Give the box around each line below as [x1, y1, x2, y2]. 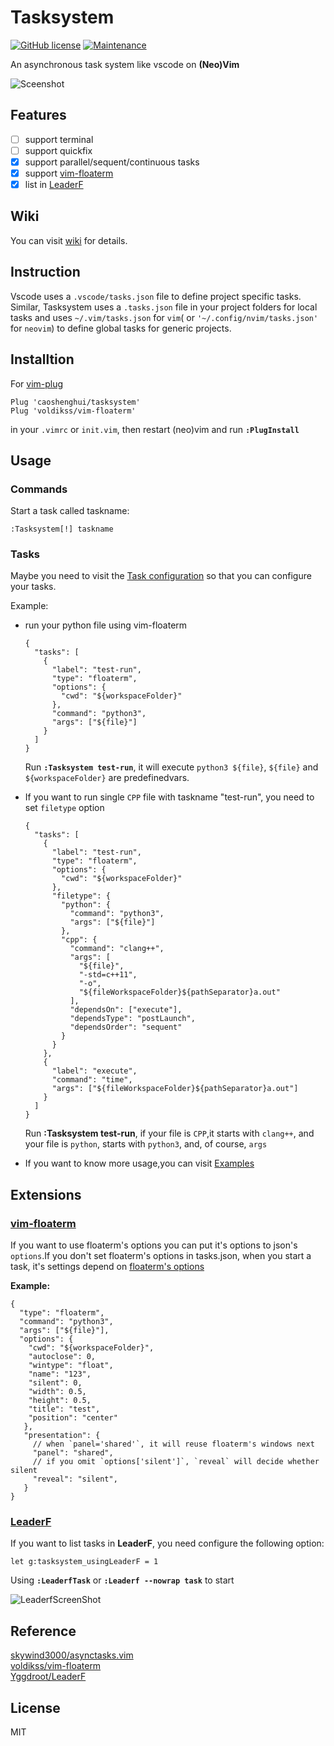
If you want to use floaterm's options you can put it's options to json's [10, 1239, 298, 1251]
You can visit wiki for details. [10, 234, 128, 246]
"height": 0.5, [28, 1396, 92, 1406]
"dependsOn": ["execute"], [69, 1005, 183, 1015]
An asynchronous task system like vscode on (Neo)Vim [10, 58, 240, 70]
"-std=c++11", [78, 970, 138, 980]
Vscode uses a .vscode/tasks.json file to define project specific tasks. [10, 290, 302, 302]
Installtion [10, 351, 75, 368]
